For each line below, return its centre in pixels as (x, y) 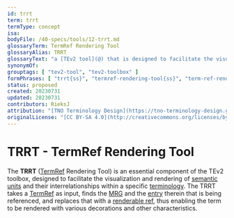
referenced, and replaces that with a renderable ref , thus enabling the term (114, 201)
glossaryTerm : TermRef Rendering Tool (63, 46)
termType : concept (34, 26)
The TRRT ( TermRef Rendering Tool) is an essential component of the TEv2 (116, 171)
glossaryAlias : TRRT (37, 53)
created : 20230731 (34, 91)
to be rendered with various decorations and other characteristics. (102, 208)
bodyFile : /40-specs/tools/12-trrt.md (63, 40)
